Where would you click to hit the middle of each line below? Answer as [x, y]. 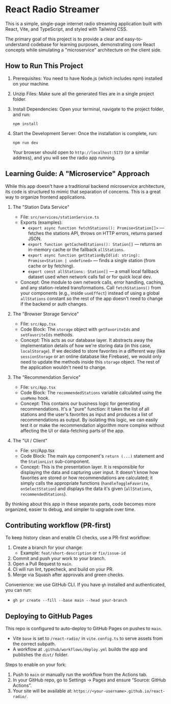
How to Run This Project [44, 66]
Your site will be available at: [43, 691]
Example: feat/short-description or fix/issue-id [73, 553]
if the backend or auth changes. [54, 304]
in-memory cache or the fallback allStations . [76, 249]
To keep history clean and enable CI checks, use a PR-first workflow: [78, 538]
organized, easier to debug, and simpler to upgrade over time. [70, 509]
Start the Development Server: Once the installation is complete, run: [85, 133]
